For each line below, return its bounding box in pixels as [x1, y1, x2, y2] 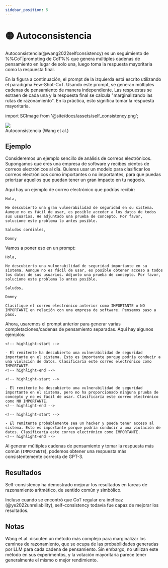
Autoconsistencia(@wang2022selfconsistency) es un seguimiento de [5, 50, 149, 56]
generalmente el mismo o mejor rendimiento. [5, 557, 98, 563]
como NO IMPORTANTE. [5, 399, 49, 404]
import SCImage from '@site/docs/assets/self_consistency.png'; [5, 112, 139, 119]
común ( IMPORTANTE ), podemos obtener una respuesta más [5, 448, 127, 455]
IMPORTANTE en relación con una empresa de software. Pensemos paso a [5, 308, 156, 313]
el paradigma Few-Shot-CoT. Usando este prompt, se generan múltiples [5, 81, 154, 87]
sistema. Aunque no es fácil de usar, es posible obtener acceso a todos [5, 268, 163, 273]
